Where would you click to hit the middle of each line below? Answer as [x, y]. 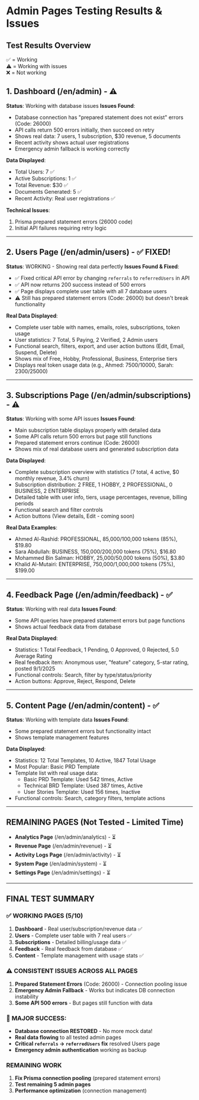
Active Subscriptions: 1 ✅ [46, 178]
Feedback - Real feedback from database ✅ [69, 948]
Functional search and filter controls [59, 510]
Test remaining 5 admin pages [53, 1085]
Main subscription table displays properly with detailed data [88, 430]
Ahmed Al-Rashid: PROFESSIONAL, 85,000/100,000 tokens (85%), [96, 539]
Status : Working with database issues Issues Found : [71, 105]
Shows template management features [62, 737]
